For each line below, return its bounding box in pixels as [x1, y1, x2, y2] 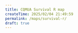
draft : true [5, 20, 29, 26]
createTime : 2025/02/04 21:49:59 [5, 12, 74, 16]
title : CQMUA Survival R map [5, 7, 65, 12]
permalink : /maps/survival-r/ [5, 16, 67, 21]
